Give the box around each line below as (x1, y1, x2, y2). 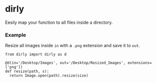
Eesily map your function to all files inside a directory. (5, 19, 113, 25)
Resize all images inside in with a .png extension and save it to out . (5, 43, 140, 49)
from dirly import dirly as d (5, 52, 67, 57)
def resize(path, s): (5, 69, 49, 74)
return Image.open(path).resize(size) (9, 73, 89, 78)
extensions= (127, 61, 152, 66)
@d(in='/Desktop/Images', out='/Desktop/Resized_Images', (5, 61, 126, 66)
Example (5, 32, 26, 38)
